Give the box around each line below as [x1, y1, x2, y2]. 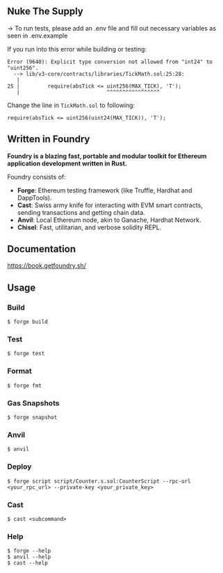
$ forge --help [7, 547, 51, 555]
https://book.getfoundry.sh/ [7, 261, 87, 270]
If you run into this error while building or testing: [7, 45, 147, 53]
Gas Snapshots [7, 398, 60, 407]
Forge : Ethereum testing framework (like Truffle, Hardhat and [17, 186, 192, 194]
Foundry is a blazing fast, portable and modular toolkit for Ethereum [7, 152, 207, 160]
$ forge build [7, 318, 49, 325]
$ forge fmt [7, 382, 42, 389]
